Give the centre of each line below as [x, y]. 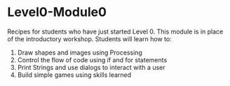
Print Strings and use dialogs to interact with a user [92, 67]
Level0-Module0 [57, 12]
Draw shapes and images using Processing [80, 52]
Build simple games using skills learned [74, 75]
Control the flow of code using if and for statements [92, 59]
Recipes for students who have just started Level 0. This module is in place [115, 31]
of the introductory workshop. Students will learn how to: [89, 38]
